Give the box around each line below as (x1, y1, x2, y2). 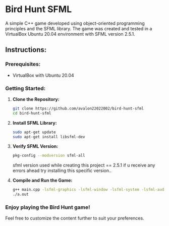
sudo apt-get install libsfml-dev (12, 134, 85, 139)
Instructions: (5, 45, 47, 54)
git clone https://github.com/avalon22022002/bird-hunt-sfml (12, 106, 144, 111)
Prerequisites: (5, 61, 41, 68)
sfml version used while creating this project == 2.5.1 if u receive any (12, 162, 155, 168)
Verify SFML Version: (12, 143, 59, 149)
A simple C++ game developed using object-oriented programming (5, 20, 145, 26)
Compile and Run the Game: (12, 178, 73, 184)
